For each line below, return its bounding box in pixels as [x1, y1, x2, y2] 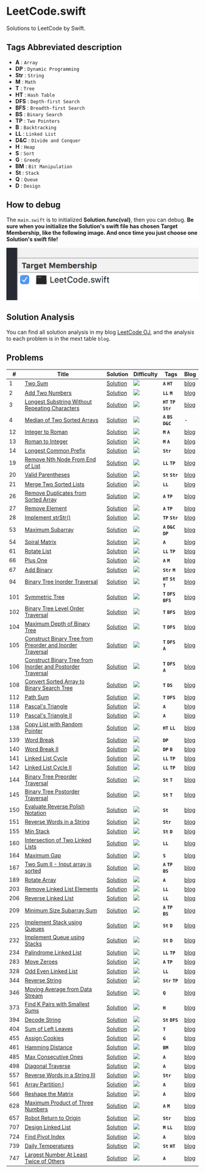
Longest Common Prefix [24, 446, 86, 454]
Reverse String [24, 977, 62, 984]
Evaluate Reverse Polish [24, 803, 85, 810]
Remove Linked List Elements [24, 885, 99, 892]
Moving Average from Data [24, 986, 93, 993]
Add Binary [24, 566, 53, 573]
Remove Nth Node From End [24, 456, 96, 463]
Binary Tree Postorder [24, 788, 80, 795]
